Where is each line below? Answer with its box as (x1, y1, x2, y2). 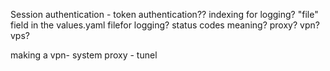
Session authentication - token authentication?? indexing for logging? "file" (10, 9, 319, 20)
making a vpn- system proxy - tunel (10, 49, 158, 61)
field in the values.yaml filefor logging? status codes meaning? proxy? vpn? (10, 19, 320, 31)
